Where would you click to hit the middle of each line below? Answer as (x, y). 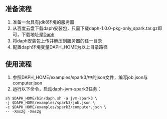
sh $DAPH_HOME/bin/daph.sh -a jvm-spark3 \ (51, 98)
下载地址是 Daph (38, 34)
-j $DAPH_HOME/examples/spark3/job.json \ (50, 102)
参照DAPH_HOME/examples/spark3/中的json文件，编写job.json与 (80, 77)
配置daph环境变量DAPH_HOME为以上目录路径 (60, 47)
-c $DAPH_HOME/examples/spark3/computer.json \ (56, 107)
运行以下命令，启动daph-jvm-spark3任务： (57, 88)
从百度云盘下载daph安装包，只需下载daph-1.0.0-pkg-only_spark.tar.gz (85, 28)
